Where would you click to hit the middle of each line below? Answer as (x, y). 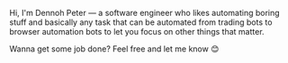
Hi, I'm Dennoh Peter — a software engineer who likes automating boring (145, 13)
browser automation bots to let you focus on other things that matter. (137, 31)
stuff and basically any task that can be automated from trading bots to (141, 22)
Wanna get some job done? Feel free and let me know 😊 (114, 49)
